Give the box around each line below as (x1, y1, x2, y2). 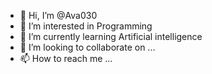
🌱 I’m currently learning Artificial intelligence (19, 31, 203, 42)
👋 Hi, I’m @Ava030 (19, 10, 98, 21)
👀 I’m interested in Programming (19, 20, 153, 32)
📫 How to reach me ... (19, 53, 113, 64)
